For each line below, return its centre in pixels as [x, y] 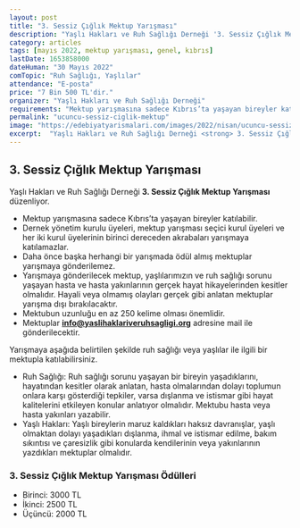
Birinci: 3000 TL [52, 494]
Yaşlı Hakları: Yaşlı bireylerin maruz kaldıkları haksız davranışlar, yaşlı [149, 423]
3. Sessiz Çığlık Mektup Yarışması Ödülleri [103, 475]
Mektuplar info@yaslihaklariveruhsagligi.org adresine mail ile [137, 323]
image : [21, 126]
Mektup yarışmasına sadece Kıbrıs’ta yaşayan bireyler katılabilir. [140, 218]
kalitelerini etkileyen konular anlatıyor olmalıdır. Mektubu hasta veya [146, 405]
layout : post [33, 17]
